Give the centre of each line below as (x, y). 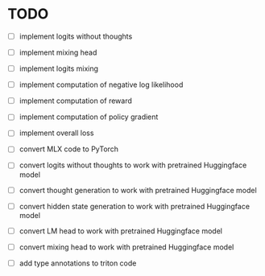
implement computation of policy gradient (89, 117)
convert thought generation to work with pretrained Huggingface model (138, 190)
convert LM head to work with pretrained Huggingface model (121, 231)
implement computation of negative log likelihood (101, 84)
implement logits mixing (58, 68)
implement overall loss (56, 133)
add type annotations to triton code (78, 263)
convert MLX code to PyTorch (68, 149)
